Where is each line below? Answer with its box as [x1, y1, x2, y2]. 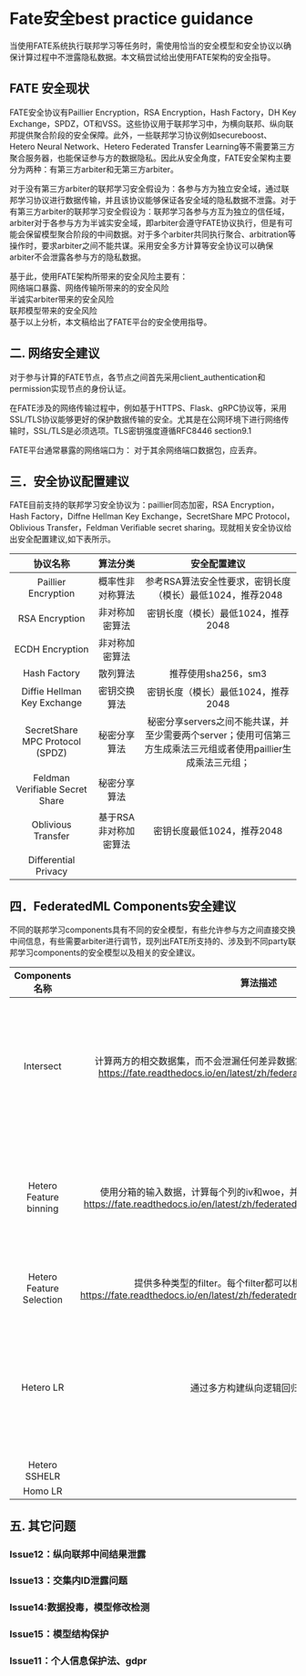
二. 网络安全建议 [9, 345, 100, 361]
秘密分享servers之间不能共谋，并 [147, 715, 290, 728]
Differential [27, 854, 76, 867]
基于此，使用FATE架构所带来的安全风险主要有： [9, 271, 189, 282]
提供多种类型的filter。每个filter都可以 [134, 1277, 292, 1290]
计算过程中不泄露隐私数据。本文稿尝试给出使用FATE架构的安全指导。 [16, 51, 276, 62]
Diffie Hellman [21, 685, 82, 698]
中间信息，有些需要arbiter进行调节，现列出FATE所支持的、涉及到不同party [9, 936, 289, 947]
